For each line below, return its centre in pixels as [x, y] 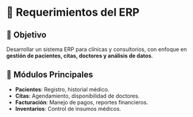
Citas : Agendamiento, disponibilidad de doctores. [77, 96]
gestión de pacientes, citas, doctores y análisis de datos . [80, 56]
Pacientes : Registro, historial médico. [62, 89]
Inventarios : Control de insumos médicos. [68, 109]
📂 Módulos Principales [50, 75]
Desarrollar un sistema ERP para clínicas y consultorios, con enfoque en [97, 49]
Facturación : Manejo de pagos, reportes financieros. [82, 102]
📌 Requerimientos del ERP [73, 12]
